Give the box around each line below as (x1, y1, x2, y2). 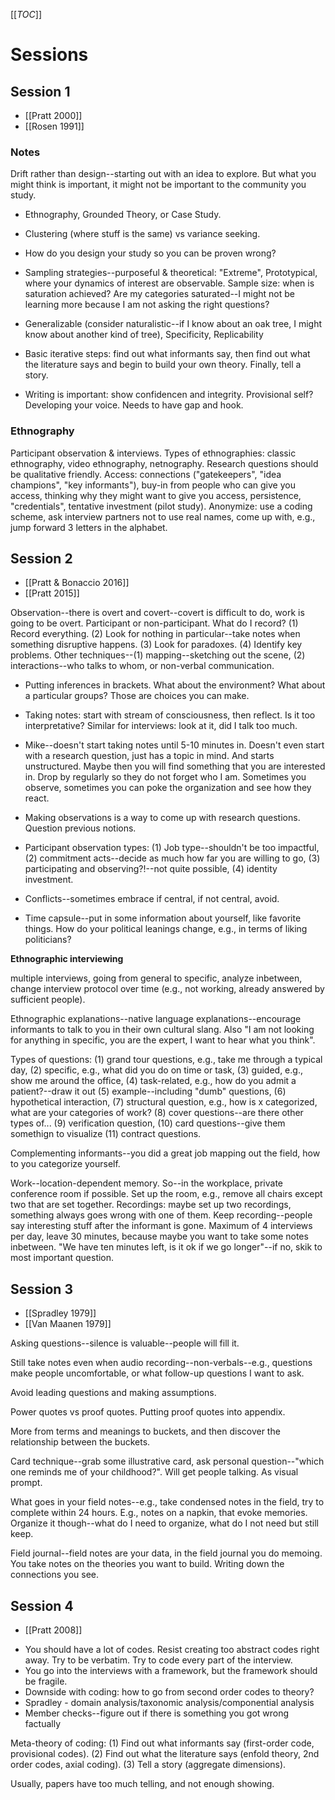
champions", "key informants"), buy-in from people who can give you (10, 479, 296, 491)
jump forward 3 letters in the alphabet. (10, 521, 168, 533)
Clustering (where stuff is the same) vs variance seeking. (24, 228, 261, 240)
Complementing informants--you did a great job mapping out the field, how (10, 1147, 321, 1159)
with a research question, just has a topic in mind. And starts (24, 750, 275, 762)
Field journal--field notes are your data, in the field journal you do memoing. (10, 1547, 323, 1559)
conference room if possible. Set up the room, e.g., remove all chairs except (10, 1188, 323, 1200)
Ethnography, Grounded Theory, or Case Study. (24, 209, 222, 221)
